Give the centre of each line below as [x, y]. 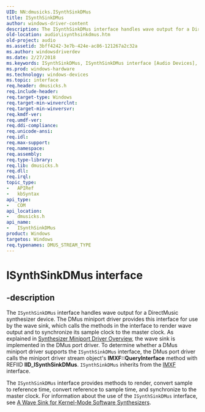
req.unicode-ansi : [30, 131]
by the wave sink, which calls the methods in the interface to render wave [99, 325]
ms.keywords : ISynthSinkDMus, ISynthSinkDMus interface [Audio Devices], [102, 63]
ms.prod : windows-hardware [41, 69]
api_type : [19, 199]
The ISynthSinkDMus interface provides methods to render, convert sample [100, 383]
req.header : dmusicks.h [37, 86]
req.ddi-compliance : [33, 126]
